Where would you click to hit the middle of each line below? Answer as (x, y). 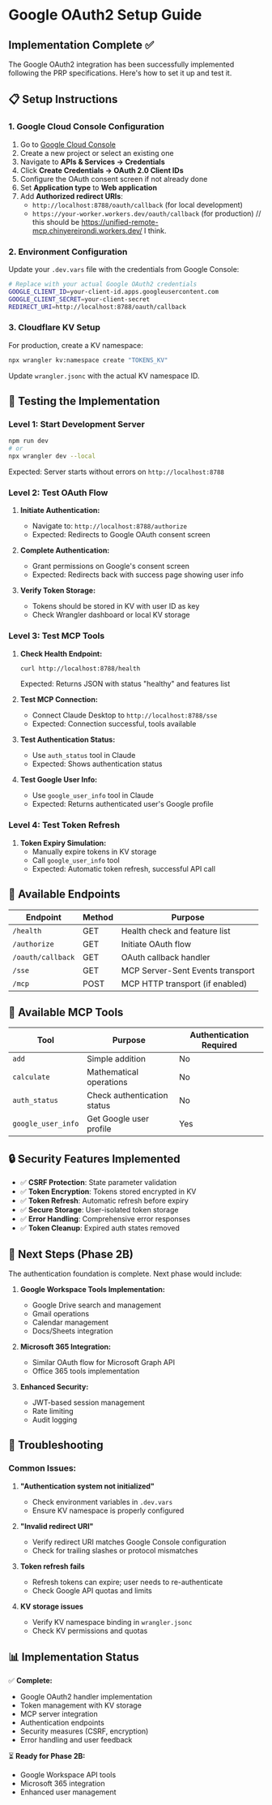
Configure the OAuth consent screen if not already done (114, 179)
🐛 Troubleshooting (56, 1445)
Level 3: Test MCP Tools (57, 636)
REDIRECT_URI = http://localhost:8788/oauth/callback (97, 307)
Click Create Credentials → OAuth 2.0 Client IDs (102, 170)
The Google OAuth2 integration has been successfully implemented (121, 64)
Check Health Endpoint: (61, 653)
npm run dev (28, 441)
